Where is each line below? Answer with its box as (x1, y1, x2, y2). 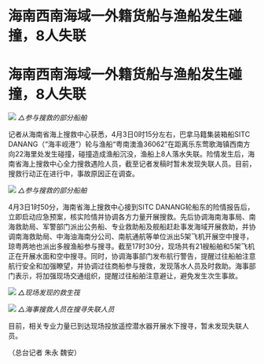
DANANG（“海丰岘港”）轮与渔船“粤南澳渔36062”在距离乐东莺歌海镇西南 (8, 139, 244, 149)
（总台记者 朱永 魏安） (8, 347, 81, 358)
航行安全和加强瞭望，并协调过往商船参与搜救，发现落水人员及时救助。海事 (8, 261, 249, 271)
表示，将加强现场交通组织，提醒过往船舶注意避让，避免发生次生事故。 (14, 271, 242, 281)
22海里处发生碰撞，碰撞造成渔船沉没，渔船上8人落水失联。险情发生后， (14, 149, 248, 159)
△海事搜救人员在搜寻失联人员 (17, 304, 115, 314)
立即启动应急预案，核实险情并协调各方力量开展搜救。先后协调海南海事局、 (8, 212, 249, 222)
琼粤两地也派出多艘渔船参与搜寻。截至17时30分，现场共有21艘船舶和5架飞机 (8, 241, 255, 252)
